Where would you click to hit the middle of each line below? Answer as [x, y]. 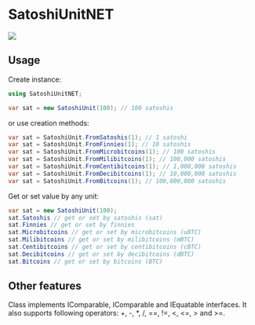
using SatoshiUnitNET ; [45, 93]
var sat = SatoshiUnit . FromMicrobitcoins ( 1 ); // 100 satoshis [112, 152]
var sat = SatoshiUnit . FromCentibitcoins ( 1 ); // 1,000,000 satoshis [122, 166]
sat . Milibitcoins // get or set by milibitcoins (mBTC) [101, 240]
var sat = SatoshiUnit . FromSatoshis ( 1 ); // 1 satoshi [98, 137]
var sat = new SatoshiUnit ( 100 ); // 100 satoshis [91, 108]
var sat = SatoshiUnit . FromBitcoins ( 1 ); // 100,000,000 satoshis [117, 181]
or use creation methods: [49, 122]
